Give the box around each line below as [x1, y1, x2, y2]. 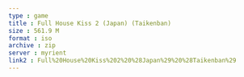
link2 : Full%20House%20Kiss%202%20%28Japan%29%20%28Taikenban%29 [8, 57, 237, 65]
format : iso [8, 34, 53, 43]
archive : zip [8, 42, 57, 50]
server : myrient [8, 49, 67, 57]
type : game [8, 11, 48, 20]
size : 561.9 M [8, 26, 60, 34]
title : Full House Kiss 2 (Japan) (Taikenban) [8, 19, 172, 27]
